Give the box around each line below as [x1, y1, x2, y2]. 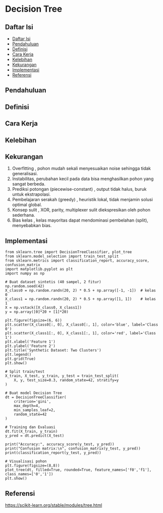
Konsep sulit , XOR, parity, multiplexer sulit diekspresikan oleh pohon [12, 207, 150, 213]
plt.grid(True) [5, 356, 36, 362]
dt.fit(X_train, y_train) [5, 429, 58, 434]
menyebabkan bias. [12, 223, 52, 228]
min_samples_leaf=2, [14, 408, 56, 413]
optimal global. [12, 202, 42, 208]
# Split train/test [5, 369, 45, 374]
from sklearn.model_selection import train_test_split [5, 254, 119, 259]
